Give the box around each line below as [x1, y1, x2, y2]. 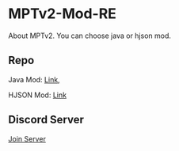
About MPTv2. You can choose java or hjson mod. [8, 31, 172, 40]
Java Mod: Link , [8, 74, 61, 84]
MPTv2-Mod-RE [8, 5, 117, 23]
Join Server [8, 134, 46, 143]
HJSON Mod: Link [8, 90, 67, 100]
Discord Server [8, 113, 85, 126]
